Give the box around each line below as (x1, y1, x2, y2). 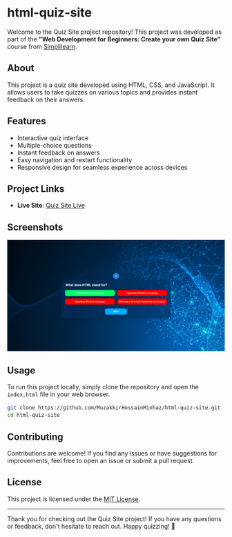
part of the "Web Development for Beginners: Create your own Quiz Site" (7, 35, 221, 43)
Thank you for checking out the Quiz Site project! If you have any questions (7, 514, 222, 523)
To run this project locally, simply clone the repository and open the (7, 383, 199, 391)
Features (7, 115, 46, 127)
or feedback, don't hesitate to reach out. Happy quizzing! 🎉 (7, 522, 176, 530)
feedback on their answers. (7, 95, 85, 104)
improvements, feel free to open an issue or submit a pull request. (7, 456, 195, 465)
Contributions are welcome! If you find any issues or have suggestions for (7, 449, 217, 457)
